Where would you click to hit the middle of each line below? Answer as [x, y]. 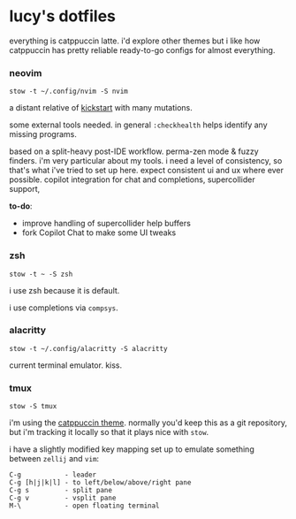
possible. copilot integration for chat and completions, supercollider [132, 179]
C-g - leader [53, 475]
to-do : [21, 206]
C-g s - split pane [61, 491]
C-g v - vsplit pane [63, 498]
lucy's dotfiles [63, 16]
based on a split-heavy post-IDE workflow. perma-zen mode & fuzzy [134, 151]
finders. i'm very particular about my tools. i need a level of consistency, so [146, 161]
